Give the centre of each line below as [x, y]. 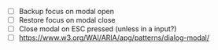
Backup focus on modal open [67, 11]
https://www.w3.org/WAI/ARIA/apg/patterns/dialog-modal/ [114, 37]
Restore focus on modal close [67, 20]
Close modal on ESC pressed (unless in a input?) [98, 29]
